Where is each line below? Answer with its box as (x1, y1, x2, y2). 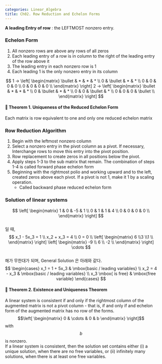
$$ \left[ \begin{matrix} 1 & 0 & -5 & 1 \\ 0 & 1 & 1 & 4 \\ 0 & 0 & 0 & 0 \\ (12, 208, 150, 213)
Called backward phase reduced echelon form (19, 184, 112, 190)
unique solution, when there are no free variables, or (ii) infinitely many (5, 348, 146, 354)
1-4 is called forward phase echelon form (12, 164, 94, 170)
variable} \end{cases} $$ (56, 275, 106, 281)
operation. (12, 180, 33, 185)
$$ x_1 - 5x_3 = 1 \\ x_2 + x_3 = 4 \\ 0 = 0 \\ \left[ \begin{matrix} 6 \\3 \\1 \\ (9, 234, 153, 240)
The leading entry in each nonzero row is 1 (12, 63, 96, 69)
